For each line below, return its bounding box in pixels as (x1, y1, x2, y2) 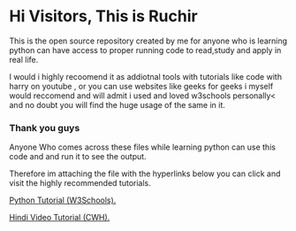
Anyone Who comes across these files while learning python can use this (9, 142, 277, 152)
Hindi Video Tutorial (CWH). (9, 212, 110, 223)
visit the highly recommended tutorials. (9, 178, 152, 189)
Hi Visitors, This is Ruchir (9, 6, 198, 27)
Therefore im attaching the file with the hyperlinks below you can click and (9, 168, 281, 179)
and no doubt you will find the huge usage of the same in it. (9, 99, 225, 110)
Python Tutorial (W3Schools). (9, 195, 117, 205)
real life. (9, 54, 39, 65)
